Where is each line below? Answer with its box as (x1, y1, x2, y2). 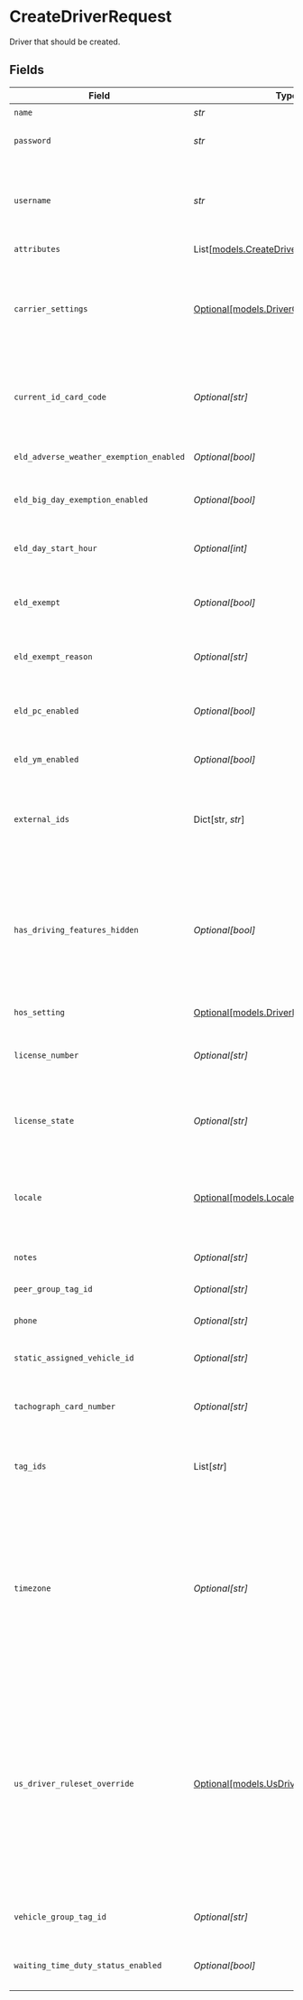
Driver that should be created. (9, 36, 121, 47)
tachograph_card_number (14, 1401, 116, 1411)
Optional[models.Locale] (193, 1191, 298, 1203)
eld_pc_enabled (14, 706, 79, 715)
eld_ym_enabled (14, 754, 79, 764)
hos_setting (14, 1007, 66, 1017)
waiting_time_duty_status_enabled (14, 1960, 162, 1970)
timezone (14, 1583, 51, 1593)
